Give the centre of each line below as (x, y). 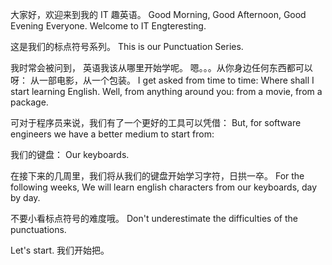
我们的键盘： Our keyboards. (70, 154)
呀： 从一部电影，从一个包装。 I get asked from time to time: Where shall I (162, 80)
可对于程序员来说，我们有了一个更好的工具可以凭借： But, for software (156, 122)
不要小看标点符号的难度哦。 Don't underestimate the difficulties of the (154, 218)
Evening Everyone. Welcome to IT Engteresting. (108, 26)
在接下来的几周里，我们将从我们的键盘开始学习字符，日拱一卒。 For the (157, 176)
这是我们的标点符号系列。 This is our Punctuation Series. (127, 46)
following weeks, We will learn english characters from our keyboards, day (164, 187)
